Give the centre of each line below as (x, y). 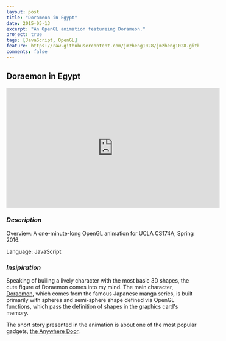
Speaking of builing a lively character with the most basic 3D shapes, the (98, 281)
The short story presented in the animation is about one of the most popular (101, 325)
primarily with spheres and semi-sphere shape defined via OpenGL (90, 300)
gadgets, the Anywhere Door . (43, 331)
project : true (24, 35)
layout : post (23, 12)
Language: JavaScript (34, 251)
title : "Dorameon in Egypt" (42, 18)
